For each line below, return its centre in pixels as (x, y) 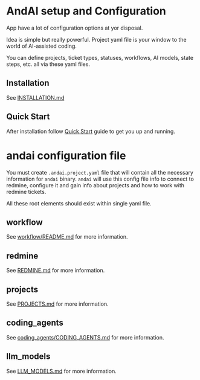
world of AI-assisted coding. (42, 46)
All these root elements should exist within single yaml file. (79, 203)
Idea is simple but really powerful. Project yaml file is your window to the (96, 39)
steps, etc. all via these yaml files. (48, 64)
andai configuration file (66, 156)
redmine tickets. (26, 192)
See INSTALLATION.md (35, 97)
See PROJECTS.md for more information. (57, 304)
